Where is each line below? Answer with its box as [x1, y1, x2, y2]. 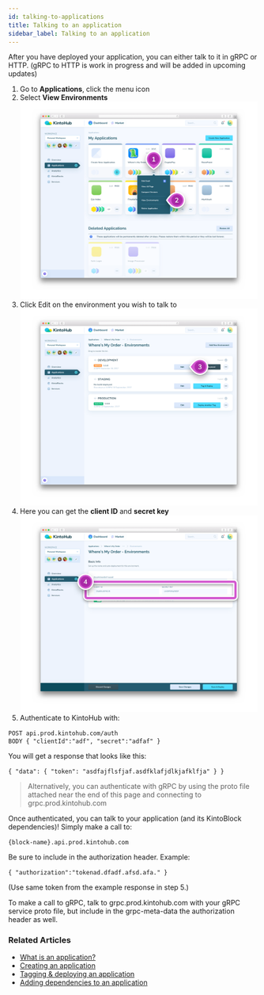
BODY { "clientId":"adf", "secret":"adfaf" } [8, 737, 160, 745]
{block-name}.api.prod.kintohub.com [8, 838, 129, 846]
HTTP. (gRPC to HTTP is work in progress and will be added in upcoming [8, 60, 247, 71]
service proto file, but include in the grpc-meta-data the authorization [8, 906, 235, 916]
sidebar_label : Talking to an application [8, 29, 150, 37]
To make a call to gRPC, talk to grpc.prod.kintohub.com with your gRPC [8, 897, 241, 907]
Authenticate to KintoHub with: [19, 713, 120, 722]
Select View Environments [19, 93, 108, 102]
